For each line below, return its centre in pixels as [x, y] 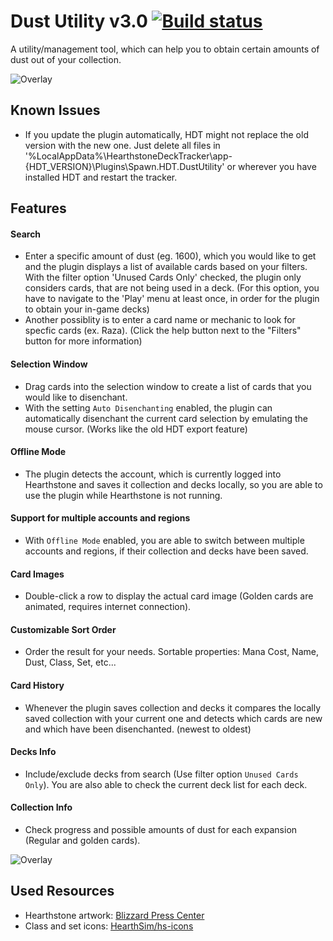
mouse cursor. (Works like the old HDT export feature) [136, 429]
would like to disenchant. [76, 397]
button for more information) [83, 341]
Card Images [37, 574]
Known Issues [55, 110]
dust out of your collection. [66, 59]
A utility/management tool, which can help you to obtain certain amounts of [165, 49]
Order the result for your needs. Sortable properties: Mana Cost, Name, [171, 652]
